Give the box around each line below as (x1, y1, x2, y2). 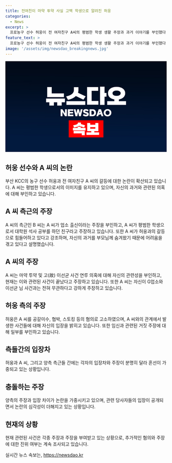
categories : (5, 13, 31, 19)
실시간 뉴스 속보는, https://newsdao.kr (5, 452, 83, 458)
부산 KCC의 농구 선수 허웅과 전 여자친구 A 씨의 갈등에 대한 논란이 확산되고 (5, 178, 153, 184)
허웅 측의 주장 (5, 301, 46, 310)
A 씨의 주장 (5, 257, 38, 266)
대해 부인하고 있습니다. (10, 191, 56, 197)
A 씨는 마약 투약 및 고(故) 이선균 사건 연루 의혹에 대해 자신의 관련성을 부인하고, (5, 272, 162, 278)
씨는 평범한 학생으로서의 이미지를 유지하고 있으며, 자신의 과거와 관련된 (16, 185, 156, 191)
